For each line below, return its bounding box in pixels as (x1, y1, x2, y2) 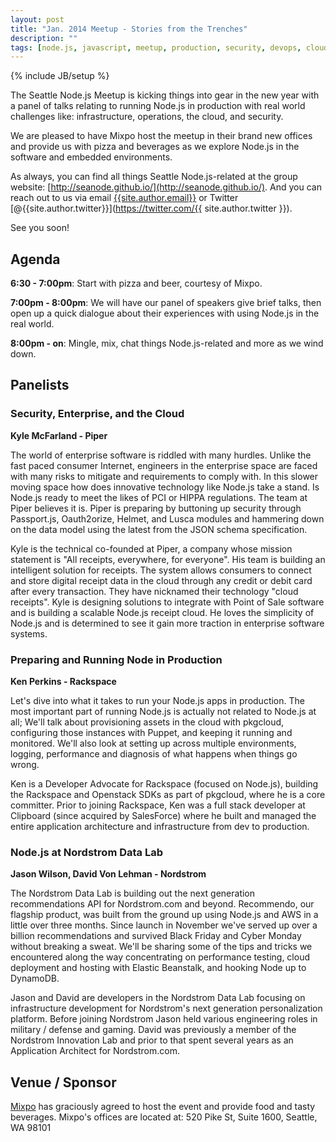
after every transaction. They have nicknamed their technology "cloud (10, 585, 299, 597)
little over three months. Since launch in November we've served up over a (10, 919, 318, 931)
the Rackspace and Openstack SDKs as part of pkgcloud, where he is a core (10, 789, 326, 801)
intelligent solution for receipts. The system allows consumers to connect (10, 564, 312, 576)
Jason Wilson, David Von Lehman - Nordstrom (10, 868, 207, 880)
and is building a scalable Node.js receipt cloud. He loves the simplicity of (10, 606, 315, 618)
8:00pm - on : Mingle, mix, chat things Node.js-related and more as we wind (10, 337, 324, 350)
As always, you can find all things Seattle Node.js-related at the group (10, 171, 298, 183)
